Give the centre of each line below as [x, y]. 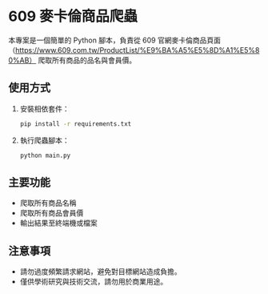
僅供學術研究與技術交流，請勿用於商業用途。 [94, 282]
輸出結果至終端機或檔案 [58, 223]
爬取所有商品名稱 [48, 203]
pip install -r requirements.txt [76, 124]
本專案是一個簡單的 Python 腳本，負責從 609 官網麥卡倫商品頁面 [115, 40]
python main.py [45, 155]
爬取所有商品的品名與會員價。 [87, 60]
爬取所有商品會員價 [52, 213]
